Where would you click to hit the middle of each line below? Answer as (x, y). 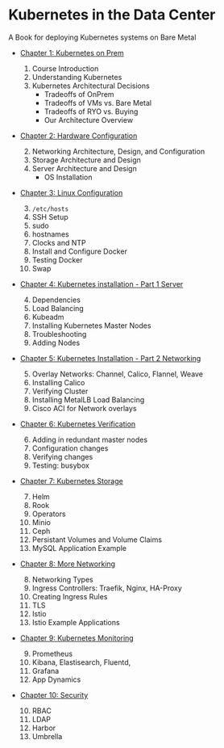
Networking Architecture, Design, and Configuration (118, 151)
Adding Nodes (56, 342)
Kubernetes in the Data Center (112, 15)
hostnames (51, 234)
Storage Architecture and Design (86, 160)
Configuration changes (70, 448)
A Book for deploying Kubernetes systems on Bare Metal (102, 37)
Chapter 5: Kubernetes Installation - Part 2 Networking (110, 358)
